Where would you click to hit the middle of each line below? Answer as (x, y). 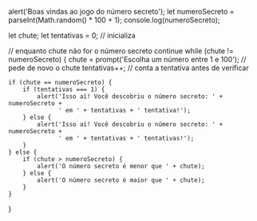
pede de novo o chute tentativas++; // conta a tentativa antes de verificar (128, 68)
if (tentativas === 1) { (64, 89)
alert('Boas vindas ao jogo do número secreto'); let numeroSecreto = (121, 12)
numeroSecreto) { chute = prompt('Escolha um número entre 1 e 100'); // (127, 59)
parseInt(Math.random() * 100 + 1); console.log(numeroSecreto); (114, 20)
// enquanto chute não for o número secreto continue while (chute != (121, 51)
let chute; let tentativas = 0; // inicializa (72, 36)
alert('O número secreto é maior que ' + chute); (121, 180)
